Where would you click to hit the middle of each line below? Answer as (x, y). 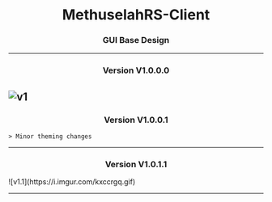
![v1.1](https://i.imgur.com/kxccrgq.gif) (72, 182)
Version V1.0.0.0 (136, 70)
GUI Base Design (136, 40)
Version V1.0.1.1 (136, 165)
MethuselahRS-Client (136, 15)
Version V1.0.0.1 (136, 120)
